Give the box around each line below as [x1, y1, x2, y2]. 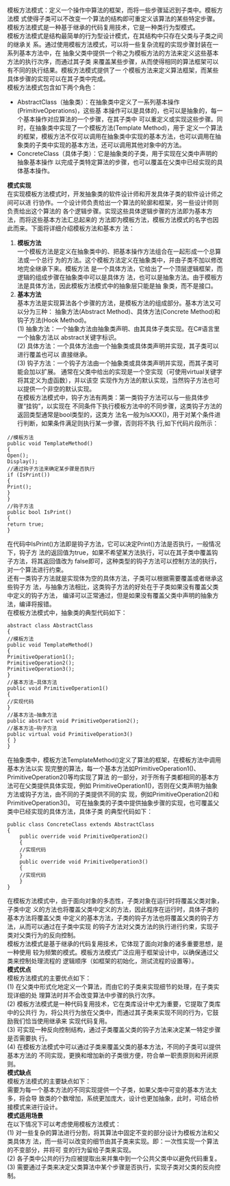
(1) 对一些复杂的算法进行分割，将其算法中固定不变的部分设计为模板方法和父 [7, 1129, 220, 1137]
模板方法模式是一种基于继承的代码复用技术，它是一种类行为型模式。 [7, 23, 199, 31]
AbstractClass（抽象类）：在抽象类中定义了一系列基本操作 [16, 98, 180, 106]
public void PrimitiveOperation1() [7, 685, 109, 692]
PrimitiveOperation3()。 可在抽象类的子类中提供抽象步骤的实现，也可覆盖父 [7, 799, 220, 807]
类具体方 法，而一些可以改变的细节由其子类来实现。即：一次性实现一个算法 [7, 1137, 219, 1145]
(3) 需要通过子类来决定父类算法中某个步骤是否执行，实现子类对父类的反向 [7, 1163, 215, 1171]
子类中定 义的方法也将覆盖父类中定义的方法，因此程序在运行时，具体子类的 [7, 906, 219, 913]
